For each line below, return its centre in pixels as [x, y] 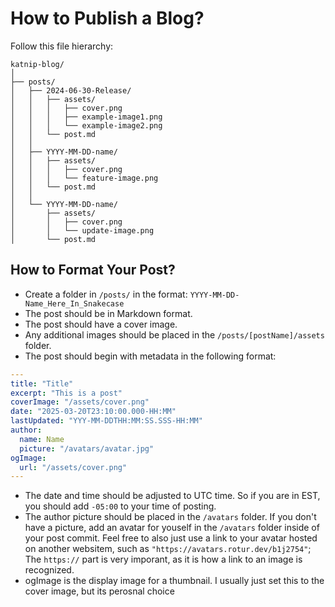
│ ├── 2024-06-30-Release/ [71, 90]
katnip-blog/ [37, 64]
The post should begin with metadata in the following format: [150, 356]
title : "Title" [42, 383]
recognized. [49, 570]
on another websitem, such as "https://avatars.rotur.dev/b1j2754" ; [168, 549]
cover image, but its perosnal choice [99, 591]
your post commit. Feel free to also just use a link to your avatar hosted [171, 538]
